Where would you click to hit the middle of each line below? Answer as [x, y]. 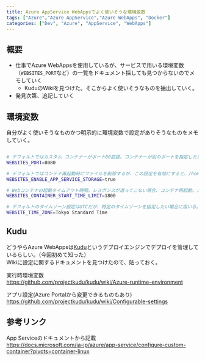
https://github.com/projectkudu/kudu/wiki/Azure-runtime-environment [95, 282]
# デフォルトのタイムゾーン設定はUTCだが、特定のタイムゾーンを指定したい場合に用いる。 [104, 207]
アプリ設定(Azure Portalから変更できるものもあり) [69, 294]
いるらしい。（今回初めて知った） [48, 254]
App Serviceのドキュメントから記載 [51, 338]
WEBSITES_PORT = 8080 [31, 163]
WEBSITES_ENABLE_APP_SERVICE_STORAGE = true [61, 179]
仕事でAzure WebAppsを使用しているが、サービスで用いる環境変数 [99, 65]
